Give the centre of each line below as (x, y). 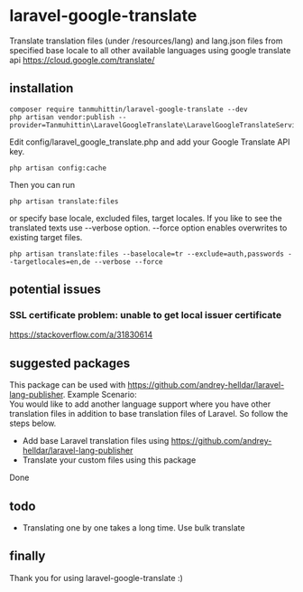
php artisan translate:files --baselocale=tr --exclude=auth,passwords (147, 254)
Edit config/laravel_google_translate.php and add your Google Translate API (150, 142)
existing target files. (46, 237)
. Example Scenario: (100, 395)
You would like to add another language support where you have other (140, 404)
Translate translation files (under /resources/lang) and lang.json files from (146, 41)
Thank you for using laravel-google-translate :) (96, 578)
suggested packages (70, 363)
